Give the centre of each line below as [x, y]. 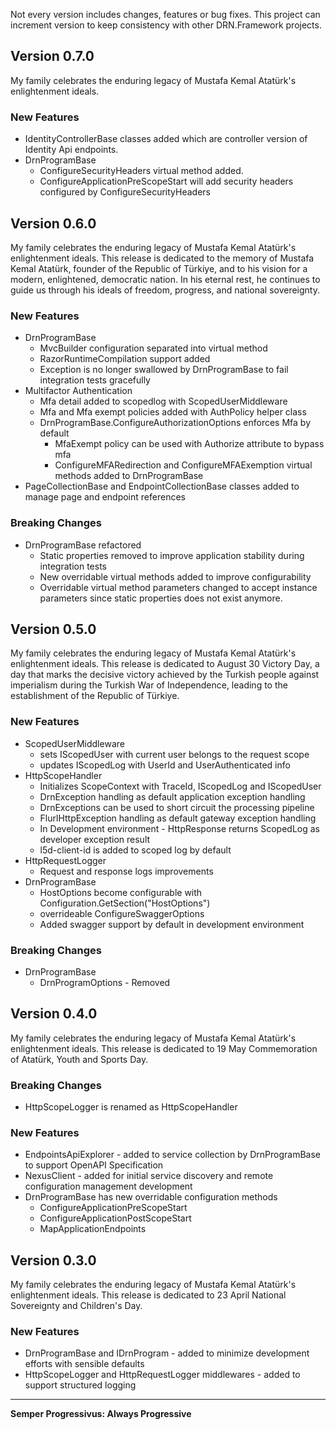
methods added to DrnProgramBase [129, 476]
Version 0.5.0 [53, 629]
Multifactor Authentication [78, 391]
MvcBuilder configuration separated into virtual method [153, 348]
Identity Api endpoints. [71, 150]
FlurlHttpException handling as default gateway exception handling [178, 818]
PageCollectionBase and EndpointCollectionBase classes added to [162, 486]
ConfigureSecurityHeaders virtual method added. [141, 171]
